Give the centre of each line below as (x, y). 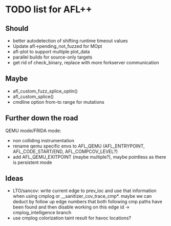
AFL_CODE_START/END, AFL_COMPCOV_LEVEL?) (65, 151)
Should (17, 29)
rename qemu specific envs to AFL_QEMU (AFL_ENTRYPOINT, (79, 146)
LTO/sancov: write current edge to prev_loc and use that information (84, 191)
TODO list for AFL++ (49, 10)
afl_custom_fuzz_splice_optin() (45, 91)
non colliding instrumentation (44, 140)
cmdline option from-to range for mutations (58, 102)
